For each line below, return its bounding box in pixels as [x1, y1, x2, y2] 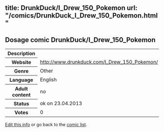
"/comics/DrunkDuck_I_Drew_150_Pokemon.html [5, 12, 158, 20]
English [40, 76, 57, 83]
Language [9, 76, 33, 83]
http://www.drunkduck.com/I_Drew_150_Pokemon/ [40, 58, 158, 65]
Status [13, 100, 29, 107]
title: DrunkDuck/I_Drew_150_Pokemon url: [5, 4, 138, 12]
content [12, 92, 31, 98]
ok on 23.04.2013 [40, 100, 82, 107]
